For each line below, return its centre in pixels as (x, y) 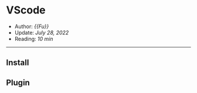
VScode (26, 10)
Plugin (18, 82)
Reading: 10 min (34, 39)
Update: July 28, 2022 (42, 32)
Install (18, 63)
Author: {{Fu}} (32, 26)
